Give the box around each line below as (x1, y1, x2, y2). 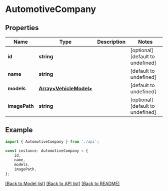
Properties (5, 24, 39, 32)
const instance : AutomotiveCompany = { (5, 148, 88, 153)
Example (5, 126, 33, 134)
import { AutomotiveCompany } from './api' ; (5, 139, 99, 144)
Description (97, 39, 126, 45)
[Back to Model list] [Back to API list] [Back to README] (5, 180, 120, 186)
